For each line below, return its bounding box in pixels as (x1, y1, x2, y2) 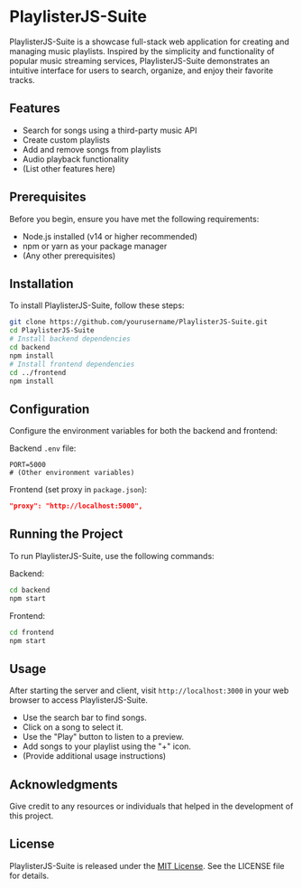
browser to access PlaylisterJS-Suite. (9, 695, 149, 706)
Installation (9, 276, 74, 291)
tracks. (9, 74, 35, 85)
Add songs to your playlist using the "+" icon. (22, 741, 192, 752)
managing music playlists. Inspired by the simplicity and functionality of (9, 45, 275, 56)
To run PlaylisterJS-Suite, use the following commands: (9, 550, 215, 561)
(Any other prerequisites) (22, 250, 116, 261)
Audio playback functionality (22, 154, 129, 164)
